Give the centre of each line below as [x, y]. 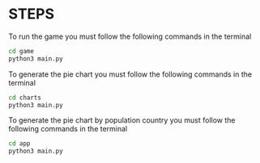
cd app [19, 144]
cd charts [25, 98]
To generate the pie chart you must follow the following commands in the [130, 74]
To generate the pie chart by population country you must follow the [122, 120]
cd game [21, 51]
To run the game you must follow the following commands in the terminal [130, 36]
